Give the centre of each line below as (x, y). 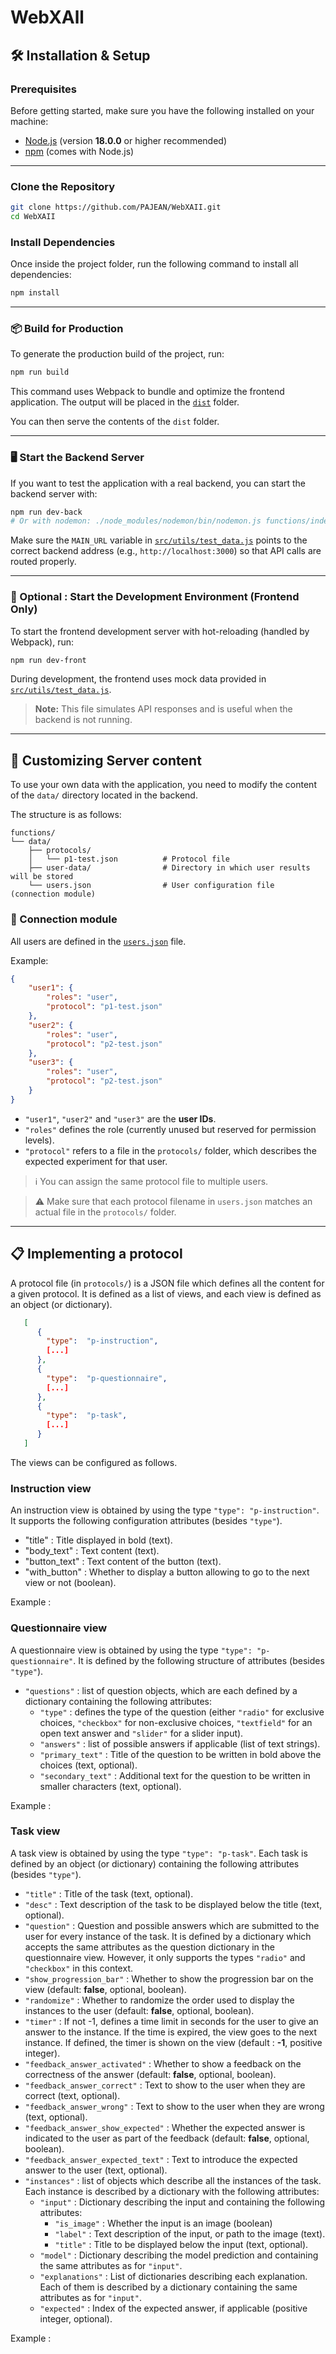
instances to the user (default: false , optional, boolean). (139, 2010)
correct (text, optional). (72, 2095)
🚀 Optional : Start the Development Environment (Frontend (155, 597)
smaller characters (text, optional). (110, 1786)
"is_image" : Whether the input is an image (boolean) (163, 2223)
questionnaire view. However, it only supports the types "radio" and (165, 1957)
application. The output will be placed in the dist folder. (125, 402)
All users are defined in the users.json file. (98, 941)
